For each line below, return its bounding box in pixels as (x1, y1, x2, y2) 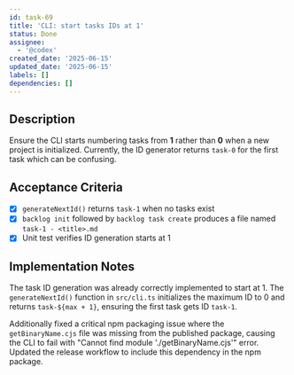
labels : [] (9, 71, 50, 80)
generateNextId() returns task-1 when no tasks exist (21, 203, 215, 214)
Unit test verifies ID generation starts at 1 (21, 232, 171, 244)
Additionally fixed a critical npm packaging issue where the (9, 318, 225, 329)
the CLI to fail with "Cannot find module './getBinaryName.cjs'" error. (9, 338, 259, 348)
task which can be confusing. (9, 154, 117, 165)
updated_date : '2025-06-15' (9, 63, 113, 72)
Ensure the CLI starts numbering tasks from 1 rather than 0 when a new (9, 135, 270, 146)
